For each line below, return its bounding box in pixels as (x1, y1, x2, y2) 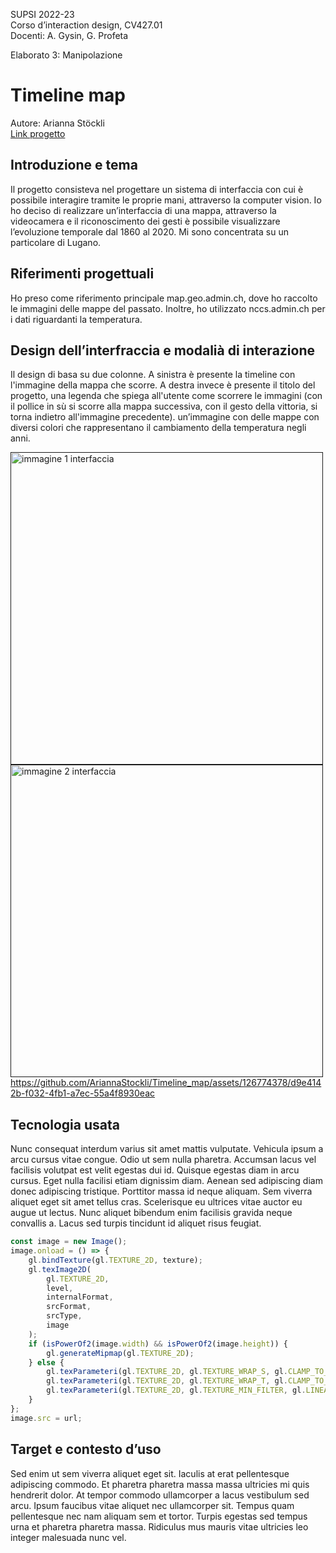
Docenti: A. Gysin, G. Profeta (10, 30, 129, 41)
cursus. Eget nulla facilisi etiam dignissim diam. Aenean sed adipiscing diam (10, 1175, 323, 1187)
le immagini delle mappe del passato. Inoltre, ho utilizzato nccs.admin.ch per (10, 302, 326, 314)
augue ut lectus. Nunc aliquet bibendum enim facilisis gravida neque (10, 1207, 293, 1219)
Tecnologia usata (10, 1116, 120, 1133)
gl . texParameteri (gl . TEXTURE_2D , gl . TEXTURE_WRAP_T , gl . (46, 1376, 288, 1386)
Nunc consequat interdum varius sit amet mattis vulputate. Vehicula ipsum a (10, 1143, 324, 1155)
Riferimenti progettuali (10, 265, 155, 283)
